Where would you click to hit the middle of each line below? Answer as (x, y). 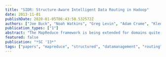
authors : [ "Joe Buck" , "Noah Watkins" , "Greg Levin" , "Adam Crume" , (77, 24)
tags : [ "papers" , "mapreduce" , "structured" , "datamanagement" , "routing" (84, 47)
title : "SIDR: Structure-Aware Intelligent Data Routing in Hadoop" (77, 10)
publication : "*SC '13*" (31, 42)
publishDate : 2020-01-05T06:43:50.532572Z (49, 19)
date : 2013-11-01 (23, 14)
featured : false (22, 38)
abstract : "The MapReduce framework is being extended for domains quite (83, 33)
